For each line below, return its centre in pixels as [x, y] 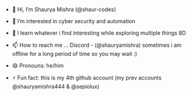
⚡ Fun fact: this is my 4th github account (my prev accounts [87, 78]
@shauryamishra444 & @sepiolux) [56, 86]
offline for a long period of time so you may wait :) [75, 54]
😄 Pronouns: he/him [38, 66]
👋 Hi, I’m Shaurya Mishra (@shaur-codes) [64, 9]
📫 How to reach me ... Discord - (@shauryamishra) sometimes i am [97, 45]
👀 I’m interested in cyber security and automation [74, 21]
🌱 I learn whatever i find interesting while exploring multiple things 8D [99, 33]
